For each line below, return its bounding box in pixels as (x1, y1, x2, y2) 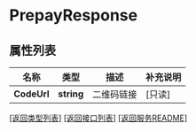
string (58, 88, 84, 100)
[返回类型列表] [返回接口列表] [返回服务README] (9, 112, 188, 123)
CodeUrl (13, 88, 51, 100)
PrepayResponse (9, 5, 138, 26)
